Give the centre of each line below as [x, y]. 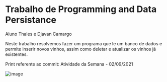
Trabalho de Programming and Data [81, 9]
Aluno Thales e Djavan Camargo [38, 34]
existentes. [17, 54]
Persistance [31, 20]
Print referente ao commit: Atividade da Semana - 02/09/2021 [69, 64]
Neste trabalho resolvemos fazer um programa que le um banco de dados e [84, 43]
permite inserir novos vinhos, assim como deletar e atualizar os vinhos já [80, 49]
